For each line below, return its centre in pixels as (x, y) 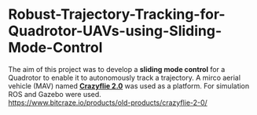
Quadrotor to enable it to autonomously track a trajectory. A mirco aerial (125, 77)
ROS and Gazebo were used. (55, 94)
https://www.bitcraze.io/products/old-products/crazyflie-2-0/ (108, 102)
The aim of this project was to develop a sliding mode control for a (117, 69)
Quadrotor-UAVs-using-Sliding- (115, 31)
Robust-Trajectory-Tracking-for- (117, 14)
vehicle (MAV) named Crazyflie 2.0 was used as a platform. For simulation (129, 86)
